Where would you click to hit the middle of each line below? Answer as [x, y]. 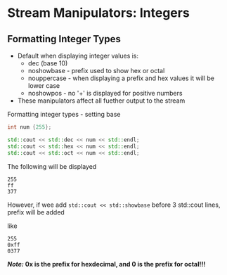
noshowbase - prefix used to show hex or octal [96, 71]
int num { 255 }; [30, 127]
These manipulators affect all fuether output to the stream [101, 101]
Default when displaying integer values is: [78, 56]
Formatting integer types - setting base [64, 114]
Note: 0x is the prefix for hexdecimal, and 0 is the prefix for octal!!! [106, 264]
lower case [44, 85]
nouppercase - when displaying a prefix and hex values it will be [121, 78]
